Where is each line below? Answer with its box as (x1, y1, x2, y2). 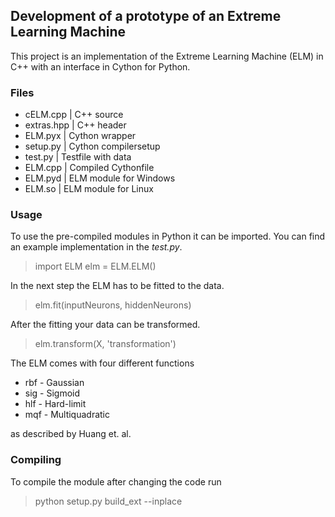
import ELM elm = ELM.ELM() (34, 260, 157, 273)
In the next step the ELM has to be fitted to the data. (10, 280, 225, 292)
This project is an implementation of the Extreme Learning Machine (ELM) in (10, 50, 324, 62)
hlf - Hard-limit (24, 398, 87, 410)
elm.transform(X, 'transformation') (34, 338, 177, 350)
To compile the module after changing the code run (10, 475, 222, 488)
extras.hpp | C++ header (24, 119, 127, 131)
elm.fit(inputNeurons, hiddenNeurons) (34, 299, 192, 311)
